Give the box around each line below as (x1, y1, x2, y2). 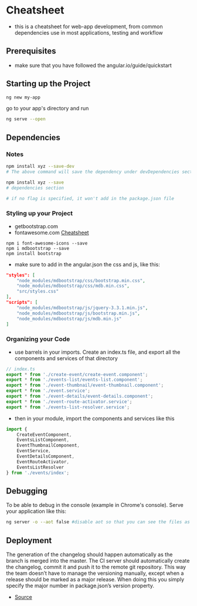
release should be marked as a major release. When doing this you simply (6, 576, 185, 583)
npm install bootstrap (6, 250, 62, 256)
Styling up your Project (6, 209, 73, 218)
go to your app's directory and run (6, 105, 89, 112)
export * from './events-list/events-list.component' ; (6, 377, 143, 383)
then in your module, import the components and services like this (14, 415, 175, 422)
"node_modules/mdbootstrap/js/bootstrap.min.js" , (16, 310, 141, 316)
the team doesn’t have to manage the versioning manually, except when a (6, 570, 184, 577)
